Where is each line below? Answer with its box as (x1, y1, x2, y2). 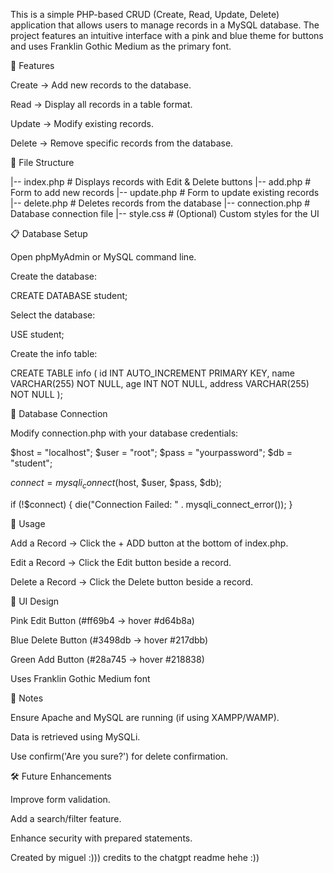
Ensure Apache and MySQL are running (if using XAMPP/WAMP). (10, 711, 280, 723)
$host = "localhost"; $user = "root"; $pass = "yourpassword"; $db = (10, 447, 293, 458)
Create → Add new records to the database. (10, 79, 192, 91)
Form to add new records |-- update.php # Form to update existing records (10, 187, 320, 198)
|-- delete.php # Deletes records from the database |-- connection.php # (10, 197, 311, 209)
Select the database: (10, 309, 96, 321)
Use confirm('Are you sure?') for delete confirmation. (10, 750, 229, 762)
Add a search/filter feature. (10, 812, 122, 824)
